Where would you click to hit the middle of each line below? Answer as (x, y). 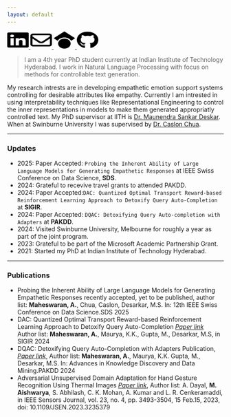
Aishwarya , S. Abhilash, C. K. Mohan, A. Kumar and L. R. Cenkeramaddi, (120, 393)
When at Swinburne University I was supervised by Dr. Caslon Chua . (104, 124)
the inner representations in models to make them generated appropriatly (111, 109)
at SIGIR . (30, 207)
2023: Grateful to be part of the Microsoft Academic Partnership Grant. (118, 244)
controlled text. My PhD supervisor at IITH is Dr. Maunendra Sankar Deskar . (114, 116)
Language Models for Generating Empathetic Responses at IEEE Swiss (115, 170)
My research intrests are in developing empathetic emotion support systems (115, 87)
